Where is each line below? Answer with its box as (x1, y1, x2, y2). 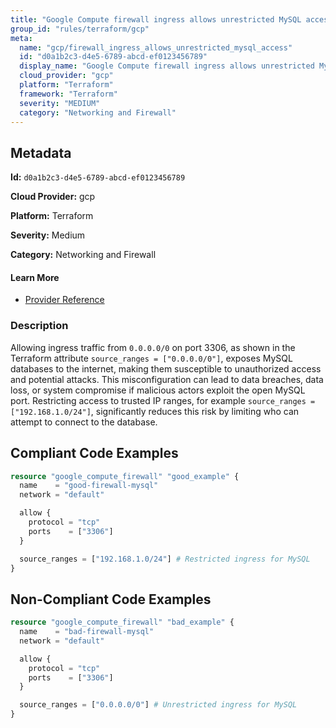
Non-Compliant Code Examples (10, 591, 212, 608)
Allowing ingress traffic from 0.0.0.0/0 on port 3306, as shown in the (10, 341, 296, 353)
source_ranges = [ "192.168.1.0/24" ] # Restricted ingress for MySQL (19, 554, 311, 564)
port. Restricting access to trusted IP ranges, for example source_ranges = (10, 394, 316, 406)
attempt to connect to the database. (10, 416, 158, 428)
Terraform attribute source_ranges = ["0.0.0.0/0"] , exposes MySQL (10, 352, 293, 364)
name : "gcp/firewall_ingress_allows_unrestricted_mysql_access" (19, 42, 293, 53)
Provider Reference (24, 294, 105, 306)
